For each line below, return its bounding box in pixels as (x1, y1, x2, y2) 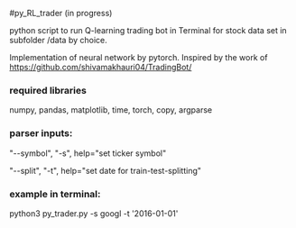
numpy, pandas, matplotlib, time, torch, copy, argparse (9, 105, 213, 115)
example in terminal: (9, 187, 101, 200)
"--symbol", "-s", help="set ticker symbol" (9, 148, 167, 159)
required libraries (9, 84, 88, 96)
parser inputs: (9, 127, 73, 140)
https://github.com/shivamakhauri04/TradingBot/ (9, 62, 192, 72)
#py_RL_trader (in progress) (9, 8, 113, 18)
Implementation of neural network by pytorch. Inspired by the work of (9, 52, 268, 62)
